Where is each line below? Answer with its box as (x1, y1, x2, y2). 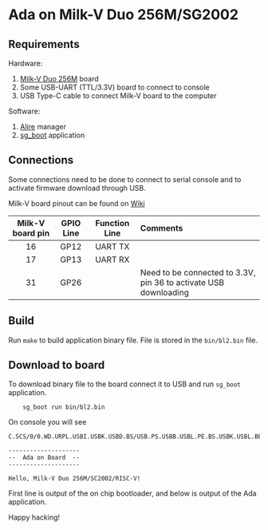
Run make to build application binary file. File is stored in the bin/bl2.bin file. (8, 335, 258, 345)
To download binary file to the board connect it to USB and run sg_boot (8, 379, 242, 389)
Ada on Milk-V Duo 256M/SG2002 (8, 6, 239, 24)
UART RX (95, 254, 130, 265)
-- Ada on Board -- (8, 453, 81, 462)
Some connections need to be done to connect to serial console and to (8, 174, 242, 184)
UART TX (95, 241, 130, 252)
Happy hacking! (8, 512, 61, 522)
